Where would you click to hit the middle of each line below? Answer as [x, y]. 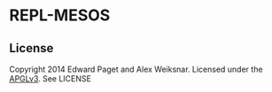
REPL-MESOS [60, 15]
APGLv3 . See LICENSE [50, 79]
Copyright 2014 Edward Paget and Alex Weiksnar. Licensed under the [136, 69]
